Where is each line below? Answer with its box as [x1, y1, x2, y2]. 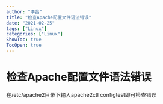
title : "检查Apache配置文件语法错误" [6, 14, 92, 20]
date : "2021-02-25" [6, 20, 55, 26]
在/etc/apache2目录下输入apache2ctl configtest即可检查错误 [6, 91, 157, 98]
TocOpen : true [6, 43, 42, 49]
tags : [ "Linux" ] [6, 25, 47, 32]
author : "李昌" [6, 8, 43, 15]
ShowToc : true [6, 37, 42, 43]
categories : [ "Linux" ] [6, 31, 63, 37]
